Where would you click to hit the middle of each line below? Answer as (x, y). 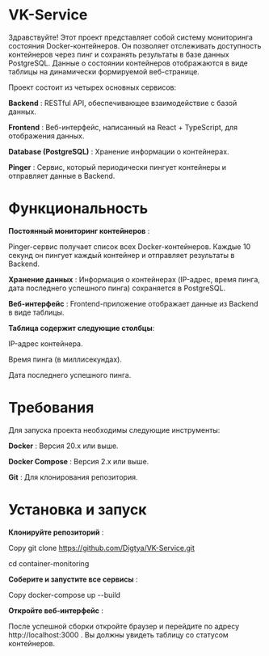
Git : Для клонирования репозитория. (73, 477)
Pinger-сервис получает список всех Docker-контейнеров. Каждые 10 (130, 246)
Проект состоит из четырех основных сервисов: (92, 87)
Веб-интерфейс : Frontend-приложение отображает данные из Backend (133, 303)
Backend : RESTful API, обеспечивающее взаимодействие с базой (123, 103)
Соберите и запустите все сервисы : (74, 579)
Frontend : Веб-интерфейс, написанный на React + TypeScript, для (123, 127)
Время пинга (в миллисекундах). (65, 359)
